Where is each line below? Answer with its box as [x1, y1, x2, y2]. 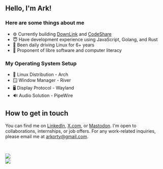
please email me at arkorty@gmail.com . [5, 133, 89, 139]
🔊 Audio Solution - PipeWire [12, 92, 73, 98]
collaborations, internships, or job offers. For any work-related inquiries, [5, 128, 156, 134]
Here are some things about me [5, 19, 85, 26]
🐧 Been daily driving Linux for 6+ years [12, 42, 95, 48]
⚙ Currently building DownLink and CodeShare [12, 31, 112, 37]
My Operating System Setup [5, 60, 77, 67]
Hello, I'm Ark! [5, 4, 52, 13]
